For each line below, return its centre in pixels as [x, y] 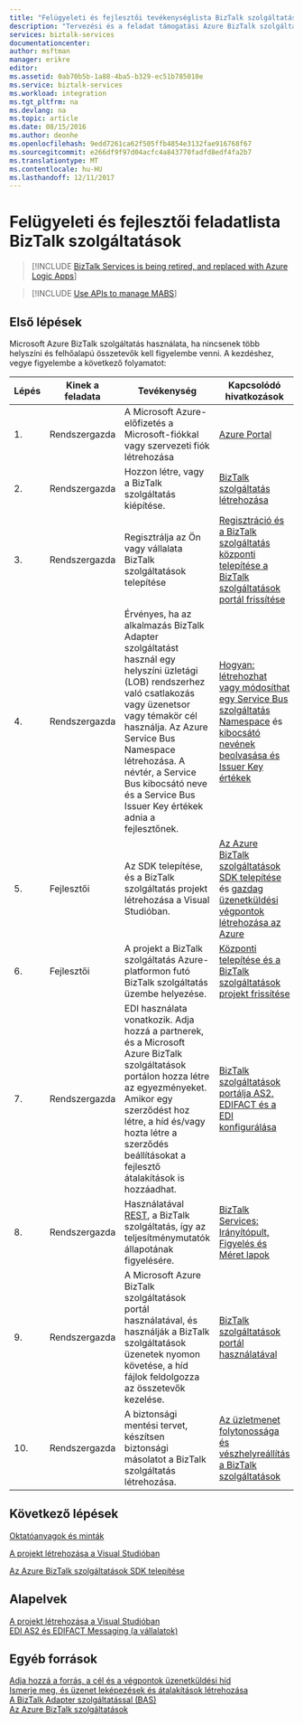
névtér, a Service [161, 772]
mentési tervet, [156, 1425]
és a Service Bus [160, 795]
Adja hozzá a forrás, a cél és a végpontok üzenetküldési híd [120, 1681]
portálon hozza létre [167, 1076]
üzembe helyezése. [166, 994]
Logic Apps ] [54, 276]
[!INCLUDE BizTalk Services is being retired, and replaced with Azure [160, 267]
